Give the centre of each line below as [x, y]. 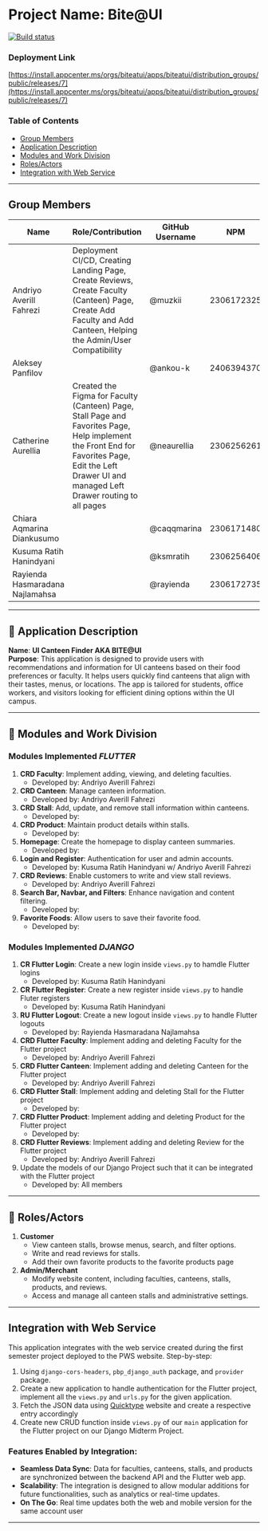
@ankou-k [169, 368]
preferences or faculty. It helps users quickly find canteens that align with [129, 676]
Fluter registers [45, 998]
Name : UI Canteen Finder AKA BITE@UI [75, 651]
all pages [89, 506]
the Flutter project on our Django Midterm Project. [102, 1431]
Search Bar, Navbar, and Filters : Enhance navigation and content [127, 892]
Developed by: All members [77, 1185]
